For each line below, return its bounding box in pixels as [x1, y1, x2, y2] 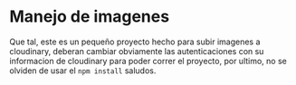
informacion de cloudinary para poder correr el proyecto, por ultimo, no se [9, 55, 287, 66]
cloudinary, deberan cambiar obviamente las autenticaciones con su [9, 45, 264, 56]
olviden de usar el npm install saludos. [9, 65, 157, 76]
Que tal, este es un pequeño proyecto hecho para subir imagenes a [9, 36, 261, 47]
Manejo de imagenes [9, 6, 170, 27]
